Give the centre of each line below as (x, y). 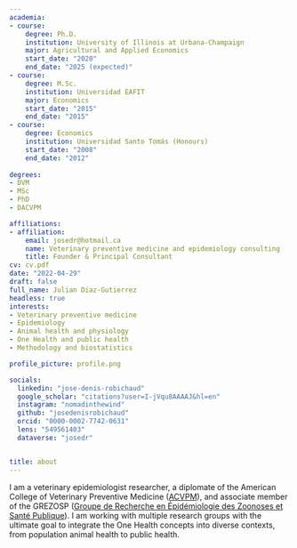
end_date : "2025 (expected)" (79, 68)
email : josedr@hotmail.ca (73, 240)
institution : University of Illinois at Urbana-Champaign (135, 42)
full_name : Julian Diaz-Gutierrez (73, 290)
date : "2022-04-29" (45, 274)
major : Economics (57, 100)
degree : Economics (59, 133)
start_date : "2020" (61, 59)
